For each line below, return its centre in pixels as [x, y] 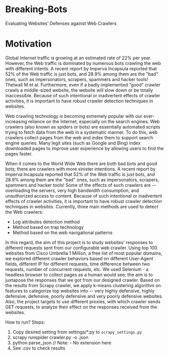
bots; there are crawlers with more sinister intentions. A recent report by [80, 169]
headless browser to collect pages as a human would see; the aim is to [79, 274]
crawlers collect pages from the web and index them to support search [79, 137]
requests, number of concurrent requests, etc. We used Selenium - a [77, 269]
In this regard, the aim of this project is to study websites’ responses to [79, 242]
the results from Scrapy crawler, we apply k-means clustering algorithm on [83, 285]
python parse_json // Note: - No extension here [62, 342]
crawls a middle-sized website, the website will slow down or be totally [79, 90]
